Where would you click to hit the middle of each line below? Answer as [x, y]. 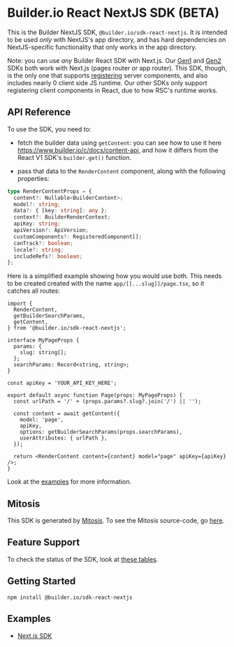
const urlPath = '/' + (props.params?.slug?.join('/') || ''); [107, 402]
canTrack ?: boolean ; [43, 243]
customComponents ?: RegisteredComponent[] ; [78, 237]
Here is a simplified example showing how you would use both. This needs [115, 276]
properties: [33, 178]
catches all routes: [34, 291]
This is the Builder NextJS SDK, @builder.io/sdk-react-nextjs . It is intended [117, 32]
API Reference [39, 112]
